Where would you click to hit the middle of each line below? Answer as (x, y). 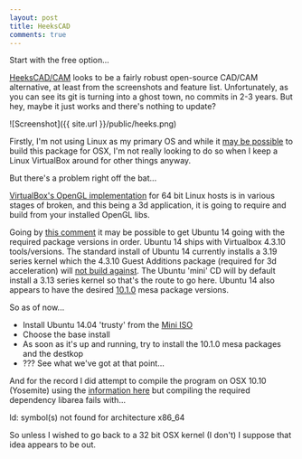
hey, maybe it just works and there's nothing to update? (113, 107)
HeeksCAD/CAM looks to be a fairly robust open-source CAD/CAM (134, 78)
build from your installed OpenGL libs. (80, 215)
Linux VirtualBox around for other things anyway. (100, 161)
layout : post (34, 18)
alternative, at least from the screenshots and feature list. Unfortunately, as (149, 88)
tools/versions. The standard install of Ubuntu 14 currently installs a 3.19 (143, 252)
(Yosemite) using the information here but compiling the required (130, 390)
